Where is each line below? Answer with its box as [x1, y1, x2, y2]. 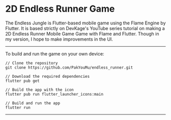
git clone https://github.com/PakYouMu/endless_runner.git [5, 65, 133, 70]
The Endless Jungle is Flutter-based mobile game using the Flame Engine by [5, 20, 166, 26]
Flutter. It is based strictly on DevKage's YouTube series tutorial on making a [5, 25, 165, 31]
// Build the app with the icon [5, 87, 74, 92]
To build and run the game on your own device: [5, 50, 104, 56]
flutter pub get [5, 78, 40, 83]
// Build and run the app [5, 100, 60, 106]
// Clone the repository [5, 61, 58, 66]
